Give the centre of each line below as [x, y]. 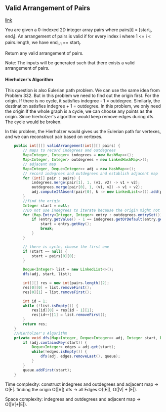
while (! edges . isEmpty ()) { [59, 352]
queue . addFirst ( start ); [47, 370]
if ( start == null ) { [45, 251]
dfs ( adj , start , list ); [47, 274]
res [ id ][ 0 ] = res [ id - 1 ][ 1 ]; [62, 310]
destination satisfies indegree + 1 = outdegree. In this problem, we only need [83, 106]
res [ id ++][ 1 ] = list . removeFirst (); [69, 315]
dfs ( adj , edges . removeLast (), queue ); [80, 356]
